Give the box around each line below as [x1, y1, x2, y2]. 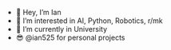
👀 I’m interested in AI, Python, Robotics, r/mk [15, 16, 163, 25]
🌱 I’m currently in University [15, 25, 108, 33]
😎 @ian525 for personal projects [15, 33, 125, 42]
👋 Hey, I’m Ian [15, 8, 62, 17]
